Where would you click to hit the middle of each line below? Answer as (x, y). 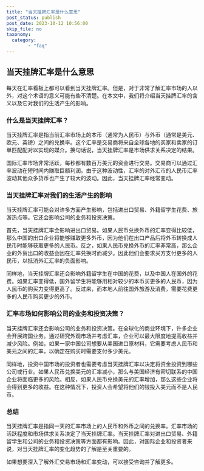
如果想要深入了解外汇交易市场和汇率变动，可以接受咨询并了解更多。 (91, 462)
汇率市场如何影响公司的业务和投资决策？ (65, 314)
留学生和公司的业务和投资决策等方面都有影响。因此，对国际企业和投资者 (97, 441)
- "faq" (38, 46)
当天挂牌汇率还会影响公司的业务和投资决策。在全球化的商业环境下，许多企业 (102, 328)
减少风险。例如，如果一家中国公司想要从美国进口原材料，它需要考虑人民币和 (102, 343)
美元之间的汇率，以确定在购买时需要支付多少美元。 (70, 351)
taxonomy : (19, 35)
